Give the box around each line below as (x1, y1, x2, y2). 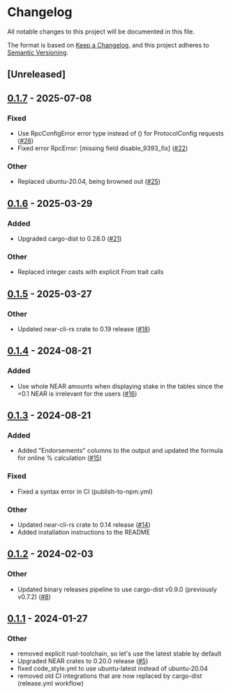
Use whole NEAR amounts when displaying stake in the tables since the (17, 382, 223, 390)
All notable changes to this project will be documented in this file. (7, 27, 195, 36)
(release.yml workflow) (17, 679, 84, 688)
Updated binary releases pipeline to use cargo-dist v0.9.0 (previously (17, 585, 218, 593)
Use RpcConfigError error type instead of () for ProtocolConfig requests (17, 129, 225, 138)
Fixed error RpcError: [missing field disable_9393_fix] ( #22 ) (17, 144, 188, 152)
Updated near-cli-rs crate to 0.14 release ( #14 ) (17, 520, 151, 528)
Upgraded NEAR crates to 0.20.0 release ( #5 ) (17, 657, 149, 665)
